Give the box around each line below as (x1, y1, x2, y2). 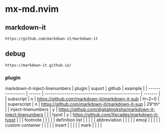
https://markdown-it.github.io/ (5, 63, 71, 68)
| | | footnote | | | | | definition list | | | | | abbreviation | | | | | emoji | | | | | (16, 117, 161, 123)
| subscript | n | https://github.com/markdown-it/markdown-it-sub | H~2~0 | (5, 96, 160, 102)
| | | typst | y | (44, 112, 72, 118)
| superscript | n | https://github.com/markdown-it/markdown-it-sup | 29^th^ (5, 101, 160, 107)
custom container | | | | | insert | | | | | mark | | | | (5, 122, 102, 128)
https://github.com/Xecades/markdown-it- (72, 112, 159, 118)
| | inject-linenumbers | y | (5, 106, 58, 112)
